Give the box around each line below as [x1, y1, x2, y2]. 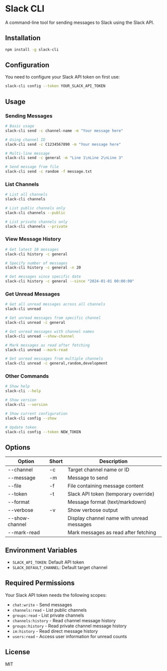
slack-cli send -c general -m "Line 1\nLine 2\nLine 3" [5, 155, 123, 161]
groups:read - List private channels [12, 612, 84, 618]
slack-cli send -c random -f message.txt [5, 169, 92, 174]
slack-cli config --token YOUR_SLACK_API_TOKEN [5, 84, 106, 89]
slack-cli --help [5, 388, 41, 393]
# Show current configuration [5, 411, 68, 416]
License [5, 648, 30, 657]
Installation [5, 34, 41, 42]
